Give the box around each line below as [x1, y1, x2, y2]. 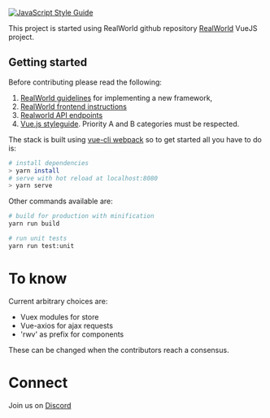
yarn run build [8, 220, 60, 228]
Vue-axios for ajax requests [20, 320, 114, 330]
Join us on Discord [8, 400, 72, 410]
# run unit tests [8, 234, 67, 243]
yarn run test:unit [8, 242, 75, 250]
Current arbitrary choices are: [8, 296, 108, 306]
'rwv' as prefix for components [20, 329, 124, 339]
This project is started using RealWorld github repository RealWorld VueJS [8, 24, 258, 33]
